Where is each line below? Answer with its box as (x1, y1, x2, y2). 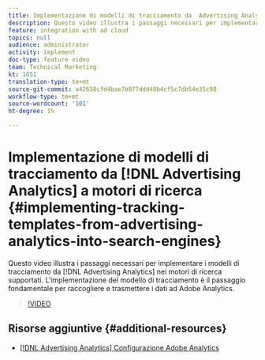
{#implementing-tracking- (8, 199, 185, 217)
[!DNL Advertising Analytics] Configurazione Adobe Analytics (19, 343, 219, 352)
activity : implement (8, 48, 77, 56)
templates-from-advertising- (8, 215, 203, 233)
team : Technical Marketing (8, 63, 97, 71)
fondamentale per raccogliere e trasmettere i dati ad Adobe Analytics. (8, 283, 235, 293)
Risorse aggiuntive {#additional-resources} (8, 322, 227, 335)
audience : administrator (8, 41, 90, 49)
